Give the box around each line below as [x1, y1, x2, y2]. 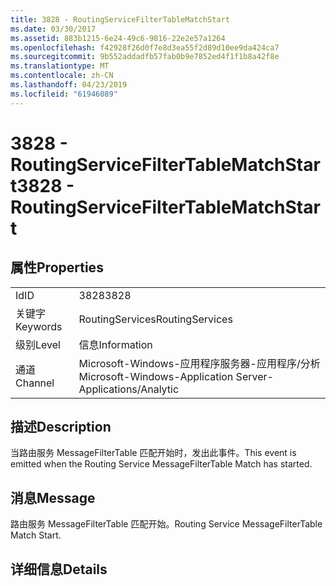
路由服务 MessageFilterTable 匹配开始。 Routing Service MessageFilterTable [10, 518, 323, 530]
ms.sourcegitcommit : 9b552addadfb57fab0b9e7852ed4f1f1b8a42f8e [10, 52, 280, 62]
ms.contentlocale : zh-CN [10, 71, 114, 81]
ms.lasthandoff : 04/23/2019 [10, 80, 128, 90]
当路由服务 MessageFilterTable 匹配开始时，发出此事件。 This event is [10, 447, 297, 459]
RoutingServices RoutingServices [78, 312, 233, 326]
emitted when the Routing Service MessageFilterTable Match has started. [10, 458, 313, 470]
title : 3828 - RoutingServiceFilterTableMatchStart [10, 14, 230, 25]
